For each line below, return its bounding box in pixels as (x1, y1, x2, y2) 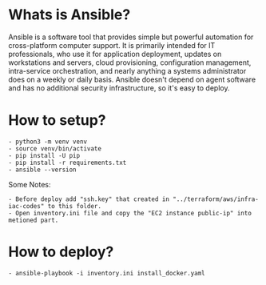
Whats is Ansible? (8, 6, 131, 24)
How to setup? (8, 111, 106, 130)
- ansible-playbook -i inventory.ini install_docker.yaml (8, 269, 205, 277)
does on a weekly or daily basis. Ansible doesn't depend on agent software (8, 74, 256, 84)
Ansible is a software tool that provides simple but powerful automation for (8, 32, 254, 42)
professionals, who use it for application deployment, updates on (8, 49, 222, 58)
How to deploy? (8, 243, 114, 261)
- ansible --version (8, 166, 77, 174)
